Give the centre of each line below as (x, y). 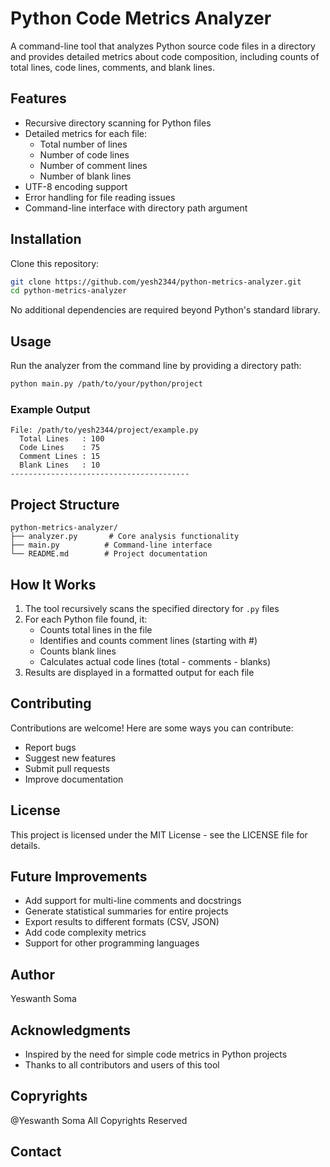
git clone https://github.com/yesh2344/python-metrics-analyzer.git (156, 282)
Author (32, 974)
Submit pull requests (67, 768)
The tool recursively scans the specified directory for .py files (152, 608)
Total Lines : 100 (62, 439)
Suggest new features (70, 758)
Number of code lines (84, 154)
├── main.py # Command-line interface (111, 545)
